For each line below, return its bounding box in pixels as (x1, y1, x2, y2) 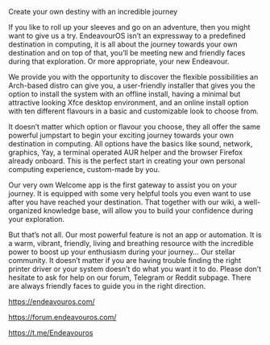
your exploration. (8, 215, 65, 224)
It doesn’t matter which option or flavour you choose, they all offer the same (8, 122, 260, 131)
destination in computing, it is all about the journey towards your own (8, 39, 238, 49)
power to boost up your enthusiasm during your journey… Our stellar (8, 247, 236, 257)
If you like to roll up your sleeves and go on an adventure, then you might (8, 23, 251, 31)
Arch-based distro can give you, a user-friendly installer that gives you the (8, 80, 255, 90)
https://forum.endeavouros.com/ (8, 313, 117, 322)
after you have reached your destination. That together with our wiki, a (8, 197, 243, 207)
